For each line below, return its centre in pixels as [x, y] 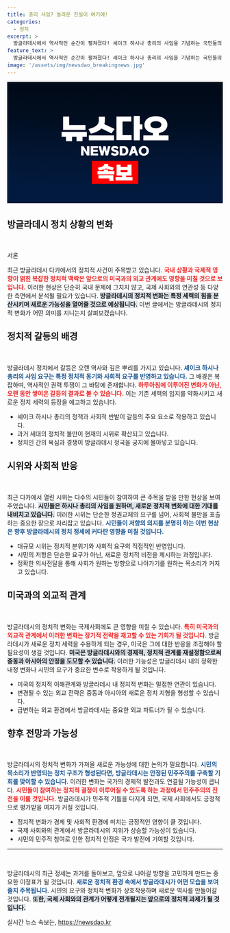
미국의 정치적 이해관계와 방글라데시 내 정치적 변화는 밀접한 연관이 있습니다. [117, 684]
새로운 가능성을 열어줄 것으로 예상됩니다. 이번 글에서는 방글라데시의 [119, 305]
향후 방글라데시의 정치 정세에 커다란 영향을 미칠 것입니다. [89, 531]
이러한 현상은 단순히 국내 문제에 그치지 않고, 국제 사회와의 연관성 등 [117, 287]
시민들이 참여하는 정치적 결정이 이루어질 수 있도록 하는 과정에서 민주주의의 [113, 790]
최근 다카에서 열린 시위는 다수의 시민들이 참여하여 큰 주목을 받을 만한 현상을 [107, 497]
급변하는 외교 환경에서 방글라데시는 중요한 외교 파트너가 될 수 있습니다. [111, 709]
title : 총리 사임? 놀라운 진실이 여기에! [57, 14]
